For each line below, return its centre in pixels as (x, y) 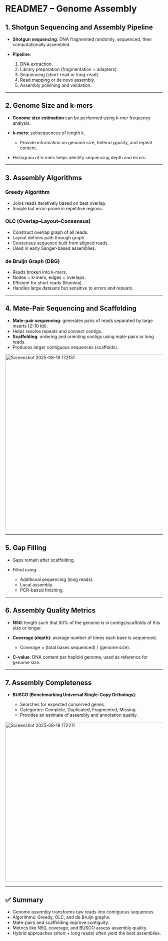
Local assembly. (36, 584)
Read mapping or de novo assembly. (57, 80)
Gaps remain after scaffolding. (43, 560)
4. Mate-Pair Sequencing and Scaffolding (71, 308)
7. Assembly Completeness (48, 682)
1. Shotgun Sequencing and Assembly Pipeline (79, 27)
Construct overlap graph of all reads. (50, 232)
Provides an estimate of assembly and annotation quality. (79, 715)
